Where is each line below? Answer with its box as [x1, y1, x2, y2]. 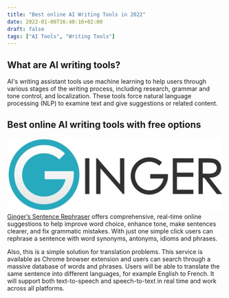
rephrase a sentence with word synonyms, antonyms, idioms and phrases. [7, 234, 218, 242]
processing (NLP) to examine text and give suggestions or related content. [7, 100, 218, 108]
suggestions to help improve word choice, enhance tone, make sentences [7, 220, 217, 228]
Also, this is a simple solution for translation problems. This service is [7, 247, 203, 255]
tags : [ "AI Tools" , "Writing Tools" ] [7, 33, 116, 40]
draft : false [7, 25, 45, 32]
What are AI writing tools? [7, 59, 121, 71]
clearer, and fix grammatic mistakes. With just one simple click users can [7, 227, 213, 235]
